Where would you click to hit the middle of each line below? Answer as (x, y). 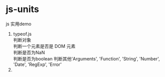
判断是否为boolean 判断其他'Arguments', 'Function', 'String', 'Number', (87, 58)
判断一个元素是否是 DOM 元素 (44, 46)
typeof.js (22, 34)
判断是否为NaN (29, 52)
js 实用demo (19, 24)
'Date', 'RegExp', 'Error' (37, 64)
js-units (23, 9)
